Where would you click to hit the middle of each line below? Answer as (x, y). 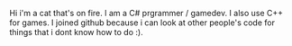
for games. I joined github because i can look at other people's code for (142, 23)
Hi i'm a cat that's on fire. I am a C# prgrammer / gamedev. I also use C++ (146, 13)
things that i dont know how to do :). (76, 32)
